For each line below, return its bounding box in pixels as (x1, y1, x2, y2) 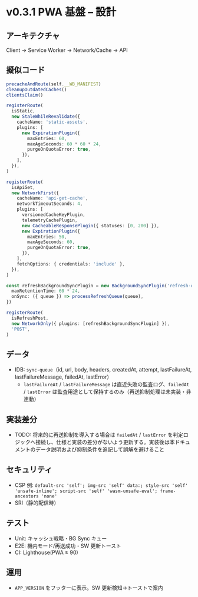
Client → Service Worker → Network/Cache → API (6, 47, 128, 54)
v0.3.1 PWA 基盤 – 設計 (6, 5, 117, 19)
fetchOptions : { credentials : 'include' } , (16, 261, 126, 267)
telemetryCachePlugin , (21, 217, 78, 223)
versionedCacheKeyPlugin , (21, 212, 85, 218)
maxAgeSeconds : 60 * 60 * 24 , (27, 141, 101, 147)
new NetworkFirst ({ (11, 190, 60, 196)
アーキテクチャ (6, 31, 60, 41)
